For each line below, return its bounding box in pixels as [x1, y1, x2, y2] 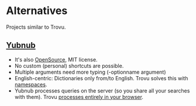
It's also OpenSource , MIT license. [14, 56, 98, 63]
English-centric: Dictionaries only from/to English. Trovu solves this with [14, 74, 188, 81]
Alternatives [6, 4, 68, 18]
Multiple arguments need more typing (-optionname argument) [14, 69, 166, 76]
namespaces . [14, 81, 47, 88]
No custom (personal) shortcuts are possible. [14, 62, 124, 69]
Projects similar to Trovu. [6, 23, 66, 30]
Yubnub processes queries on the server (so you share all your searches [14, 87, 190, 94]
